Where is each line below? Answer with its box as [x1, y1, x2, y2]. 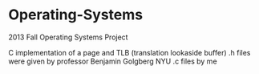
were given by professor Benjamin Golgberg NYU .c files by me [8, 56, 218, 66]
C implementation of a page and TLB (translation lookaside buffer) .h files [8, 47, 251, 57]
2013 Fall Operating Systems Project [8, 32, 128, 42]
